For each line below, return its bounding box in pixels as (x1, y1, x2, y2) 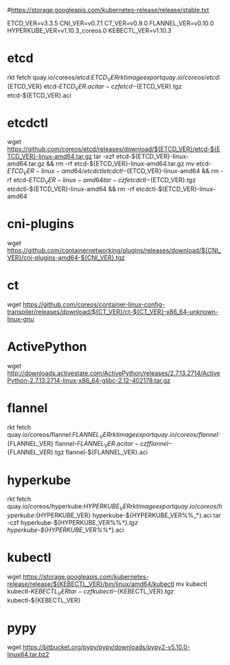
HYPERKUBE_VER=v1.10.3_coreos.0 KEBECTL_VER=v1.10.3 (7, 27, 172, 34)
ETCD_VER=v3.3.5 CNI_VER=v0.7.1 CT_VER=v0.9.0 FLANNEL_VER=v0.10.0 (7, 19, 214, 27)
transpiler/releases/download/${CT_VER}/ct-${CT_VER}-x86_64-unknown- (7, 307, 218, 315)
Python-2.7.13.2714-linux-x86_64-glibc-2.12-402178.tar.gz (7, 376, 171, 384)
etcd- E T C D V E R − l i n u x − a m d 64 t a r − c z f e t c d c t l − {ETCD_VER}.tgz (13, 176, 196, 186)
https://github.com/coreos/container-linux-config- (23, 300, 165, 308)
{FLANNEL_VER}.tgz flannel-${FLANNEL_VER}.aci (7, 448, 148, 456)
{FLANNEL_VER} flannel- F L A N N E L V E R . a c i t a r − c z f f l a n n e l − (7, 439, 173, 449)
